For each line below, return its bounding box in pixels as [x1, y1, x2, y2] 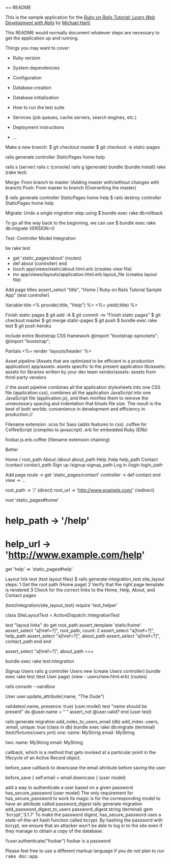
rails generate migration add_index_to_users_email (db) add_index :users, [5, 719, 159, 725]
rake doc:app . [5, 853, 39, 859]
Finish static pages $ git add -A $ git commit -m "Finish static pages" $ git [5, 312, 161, 318]
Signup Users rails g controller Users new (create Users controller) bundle [5, 668, 161, 674]
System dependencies [12, 65, 60, 71]
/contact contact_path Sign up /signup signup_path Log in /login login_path [5, 462, 163, 468]
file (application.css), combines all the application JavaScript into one [5, 390, 151, 395]
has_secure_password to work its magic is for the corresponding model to [5, 795, 161, 802]
